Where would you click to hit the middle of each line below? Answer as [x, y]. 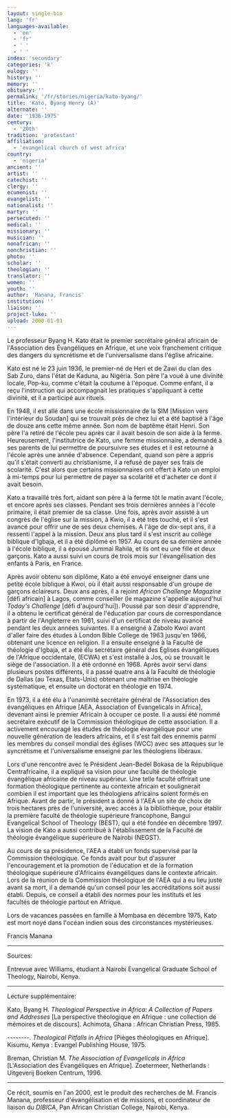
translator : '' [29, 276]
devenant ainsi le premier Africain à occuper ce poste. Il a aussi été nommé [114, 714]
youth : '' [21, 289]
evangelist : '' [29, 199]
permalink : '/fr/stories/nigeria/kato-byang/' [75, 97]
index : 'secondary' [35, 59]
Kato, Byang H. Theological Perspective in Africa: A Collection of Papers [110, 1009]
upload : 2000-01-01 [35, 321]
